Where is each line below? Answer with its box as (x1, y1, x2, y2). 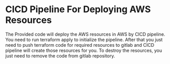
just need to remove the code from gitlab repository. (5, 52, 115, 59)
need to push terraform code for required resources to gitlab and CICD (5, 42, 155, 48)
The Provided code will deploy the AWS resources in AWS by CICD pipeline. (5, 31, 165, 37)
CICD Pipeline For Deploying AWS (5, 4, 151, 15)
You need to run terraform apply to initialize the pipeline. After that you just (5, 37, 163, 43)
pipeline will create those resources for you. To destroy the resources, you (5, 47, 162, 53)
